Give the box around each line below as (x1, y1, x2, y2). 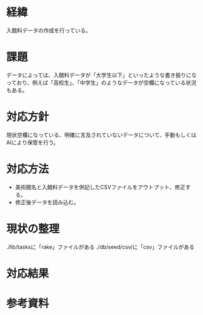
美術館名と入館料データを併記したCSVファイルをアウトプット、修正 (15, 183, 186, 191)
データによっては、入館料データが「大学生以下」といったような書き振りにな (6, 71, 197, 79)
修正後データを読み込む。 (15, 198, 79, 206)
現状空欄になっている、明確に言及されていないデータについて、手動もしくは (6, 131, 197, 138)
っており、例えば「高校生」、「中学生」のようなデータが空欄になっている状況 (6, 79, 197, 86)
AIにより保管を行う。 (6, 139, 59, 146)
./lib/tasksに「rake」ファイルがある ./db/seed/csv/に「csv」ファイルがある (6, 243, 195, 250)
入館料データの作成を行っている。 (6, 27, 92, 34)
